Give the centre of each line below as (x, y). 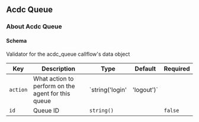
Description (58, 69)
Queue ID (46, 110)
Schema (17, 40)
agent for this (52, 93)
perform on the (54, 86)
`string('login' (108, 89)
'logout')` (145, 89)
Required (177, 69)
